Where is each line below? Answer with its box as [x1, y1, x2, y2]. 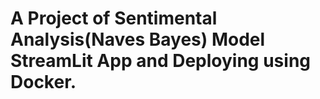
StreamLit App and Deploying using [10, 50, 312, 72]
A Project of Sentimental [10, 7, 218, 30]
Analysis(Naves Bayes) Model [10, 28, 266, 51]
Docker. [10, 71, 77, 94]
